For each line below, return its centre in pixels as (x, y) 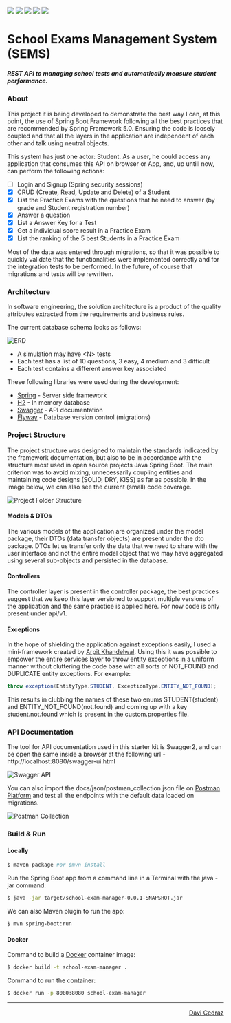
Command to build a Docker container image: (71, 955)
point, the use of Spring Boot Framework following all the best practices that (115, 121)
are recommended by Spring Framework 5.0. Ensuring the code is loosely (111, 128)
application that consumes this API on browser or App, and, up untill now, (111, 164)
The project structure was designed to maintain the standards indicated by (113, 450)
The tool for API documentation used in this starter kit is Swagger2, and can (114, 747)
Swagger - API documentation (60, 410)
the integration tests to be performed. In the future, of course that (100, 266)
